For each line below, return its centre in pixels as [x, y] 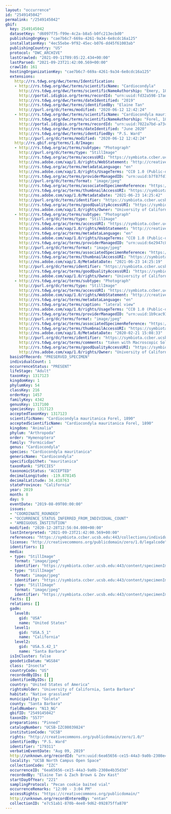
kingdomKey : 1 [25, 381]
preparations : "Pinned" [35, 723]
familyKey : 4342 [27, 400]
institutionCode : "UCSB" [36, 732]
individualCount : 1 [31, 362]
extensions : [23, 77]
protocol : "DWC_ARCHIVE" [36, 53]
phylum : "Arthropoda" [33, 433]
